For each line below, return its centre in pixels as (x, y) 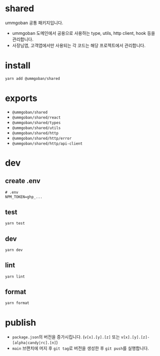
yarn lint (15, 277)
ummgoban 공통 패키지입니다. (34, 23)
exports (21, 98)
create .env (23, 181)
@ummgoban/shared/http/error (42, 138)
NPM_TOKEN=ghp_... (24, 197)
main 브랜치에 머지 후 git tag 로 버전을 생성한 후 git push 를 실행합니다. (80, 348)
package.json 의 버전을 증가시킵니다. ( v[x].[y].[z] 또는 (66, 337)
